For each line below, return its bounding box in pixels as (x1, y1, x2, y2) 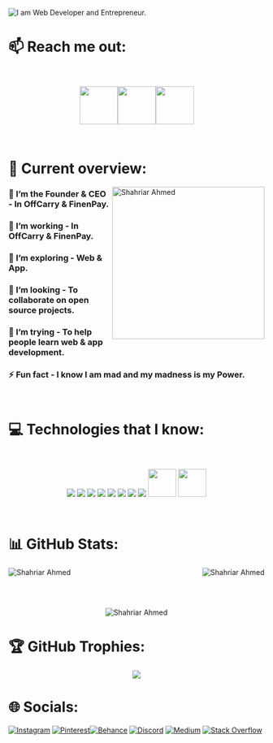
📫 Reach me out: (8, 37, 127, 56)
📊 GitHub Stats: (8, 535, 119, 554)
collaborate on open (8, 294, 89, 305)
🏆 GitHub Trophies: (8, 637, 145, 656)
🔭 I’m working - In (8, 220, 79, 231)
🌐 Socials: (8, 698, 79, 716)
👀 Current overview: (8, 159, 147, 178)
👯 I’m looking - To (8, 284, 79, 296)
